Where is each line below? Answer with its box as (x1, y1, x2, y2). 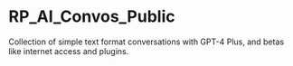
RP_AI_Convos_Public (8, 6, 175, 27)
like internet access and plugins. (8, 45, 129, 56)
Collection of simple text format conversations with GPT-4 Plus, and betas (8, 36, 285, 47)
